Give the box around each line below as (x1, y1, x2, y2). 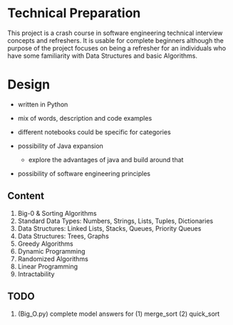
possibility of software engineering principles (17, 169, 151, 178)
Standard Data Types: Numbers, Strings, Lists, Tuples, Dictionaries (17, 216, 214, 225)
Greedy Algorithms (17, 239, 73, 248)
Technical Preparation (7, 5, 141, 21)
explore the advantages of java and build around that (28, 155, 184, 164)
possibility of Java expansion (17, 141, 103, 150)
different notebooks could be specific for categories (17, 127, 171, 136)
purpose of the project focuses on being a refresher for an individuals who (7, 44, 227, 52)
